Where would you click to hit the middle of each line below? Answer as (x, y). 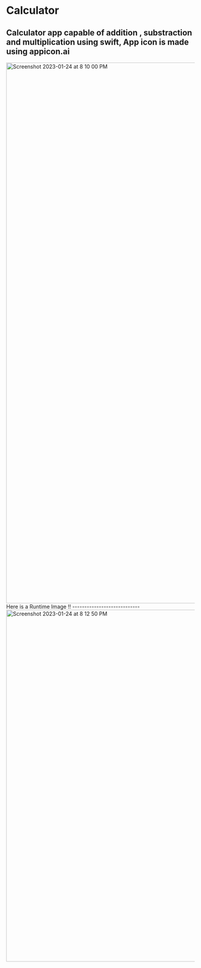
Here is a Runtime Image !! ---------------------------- (73, 607)
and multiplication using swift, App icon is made (98, 42)
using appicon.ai (38, 51)
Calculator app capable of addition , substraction (99, 33)
